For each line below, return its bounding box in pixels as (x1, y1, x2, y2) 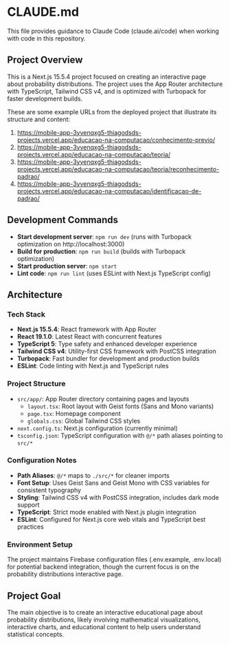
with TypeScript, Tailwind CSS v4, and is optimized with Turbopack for (7, 87, 207, 95)
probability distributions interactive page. (7, 570, 124, 578)
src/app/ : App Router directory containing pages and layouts (16, 394, 189, 403)
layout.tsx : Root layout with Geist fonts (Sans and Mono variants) (27, 402, 214, 410)
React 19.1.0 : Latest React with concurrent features (16, 332, 163, 341)
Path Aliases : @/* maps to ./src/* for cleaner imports (16, 471, 170, 479)
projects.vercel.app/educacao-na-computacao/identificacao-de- (16, 187, 202, 195)
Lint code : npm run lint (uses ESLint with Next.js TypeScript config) (16, 269, 211, 277)
